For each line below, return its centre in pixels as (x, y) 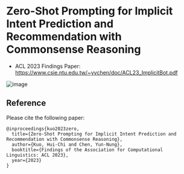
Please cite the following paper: (46, 117)
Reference (26, 103)
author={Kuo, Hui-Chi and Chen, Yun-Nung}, (67, 144)
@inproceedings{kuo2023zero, (43, 129)
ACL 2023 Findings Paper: (48, 66)
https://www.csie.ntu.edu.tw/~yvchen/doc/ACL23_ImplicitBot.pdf (96, 72)
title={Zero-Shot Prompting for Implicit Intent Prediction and (94, 134)
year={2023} (27, 160)
